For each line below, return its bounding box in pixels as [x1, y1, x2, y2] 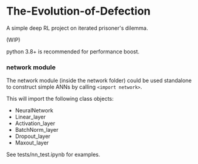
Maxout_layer [15, 139, 49, 146]
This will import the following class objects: [6, 95, 114, 103]
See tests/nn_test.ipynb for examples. [6, 151, 101, 159]
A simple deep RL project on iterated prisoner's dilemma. [6, 24, 148, 32]
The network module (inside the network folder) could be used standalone [6, 77, 192, 84]
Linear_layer [15, 114, 46, 121]
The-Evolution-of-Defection [6, 4, 151, 18]
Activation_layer [15, 120, 56, 127]
